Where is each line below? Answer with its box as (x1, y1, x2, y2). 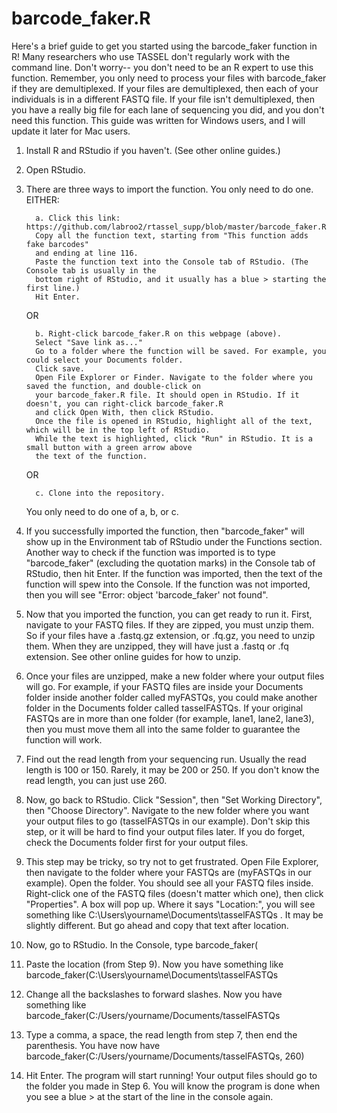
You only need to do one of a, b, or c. (25, 505, 179, 517)
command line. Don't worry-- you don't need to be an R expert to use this (11, 61, 314, 73)
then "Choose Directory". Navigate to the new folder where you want (25, 804, 310, 816)
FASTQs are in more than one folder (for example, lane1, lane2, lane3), (25, 712, 315, 724)
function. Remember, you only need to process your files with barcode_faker (11, 72, 327, 84)
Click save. (35, 363, 85, 374)
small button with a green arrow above (25, 442, 193, 452)
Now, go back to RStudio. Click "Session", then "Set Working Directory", (25, 793, 323, 806)
